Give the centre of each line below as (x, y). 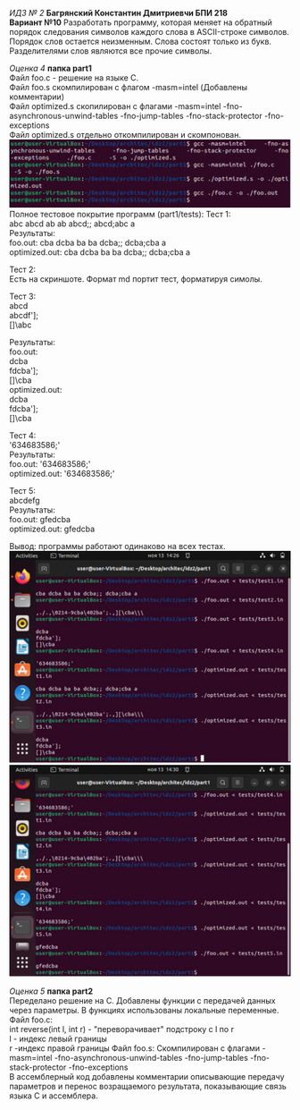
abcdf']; (24, 316)
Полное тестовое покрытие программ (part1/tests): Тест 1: (120, 215)
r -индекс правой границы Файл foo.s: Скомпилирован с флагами (135, 1048)
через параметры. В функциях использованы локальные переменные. (144, 1011)
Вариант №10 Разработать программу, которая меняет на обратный (141, 22)
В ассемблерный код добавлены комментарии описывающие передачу (147, 1077)
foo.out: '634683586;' (50, 464)
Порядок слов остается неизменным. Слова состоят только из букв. (141, 41)
